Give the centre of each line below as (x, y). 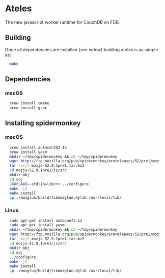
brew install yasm (28, 152)
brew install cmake (29, 103)
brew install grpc (28, 108)
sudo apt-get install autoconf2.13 (46, 220)
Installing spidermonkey (43, 123)
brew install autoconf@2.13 (38, 147)
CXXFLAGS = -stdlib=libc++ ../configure (49, 184)
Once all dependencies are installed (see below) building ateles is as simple (82, 49)
